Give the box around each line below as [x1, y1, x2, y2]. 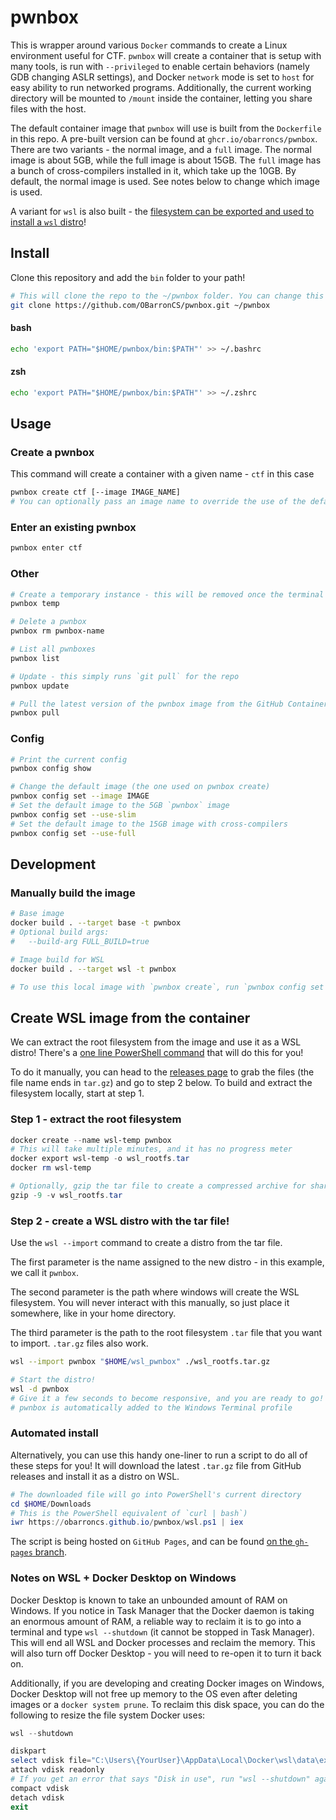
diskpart [10, 1746, 47, 1756]
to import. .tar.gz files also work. [10, 1337, 149, 1350]
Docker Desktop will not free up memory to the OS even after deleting [10, 1687, 298, 1700]
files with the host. [10, 102, 87, 115]
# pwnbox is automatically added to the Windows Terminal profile [10, 1402, 293, 1413]
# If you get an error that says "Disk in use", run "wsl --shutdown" [10, 1774, 311, 1785]
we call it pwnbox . [10, 1267, 79, 1279]
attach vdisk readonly [10, 1765, 105, 1775]
